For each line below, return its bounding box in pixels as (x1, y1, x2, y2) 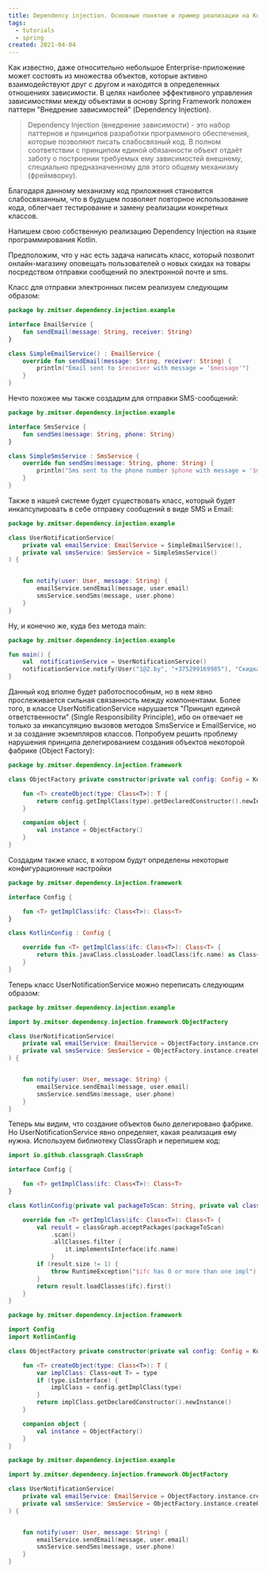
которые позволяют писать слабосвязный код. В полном (27, 137, 222, 147)
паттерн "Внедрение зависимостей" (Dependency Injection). (8, 105, 211, 115)
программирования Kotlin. (8, 235, 97, 245)
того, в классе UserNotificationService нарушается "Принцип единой (8, 704, 241, 713)
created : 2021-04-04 (8, 41, 77, 49)
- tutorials (15, 26, 55, 34)
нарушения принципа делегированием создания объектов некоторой (8, 737, 245, 747)
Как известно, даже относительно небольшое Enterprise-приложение (8, 63, 245, 72)
